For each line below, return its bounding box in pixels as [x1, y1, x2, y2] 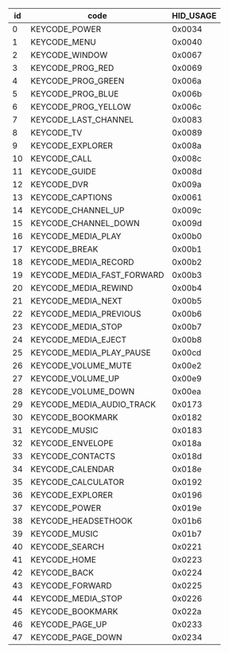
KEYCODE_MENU [30, 37, 97, 47]
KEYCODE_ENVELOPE [30, 438, 114, 448]
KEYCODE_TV [30, 127, 83, 138]
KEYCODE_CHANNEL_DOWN [30, 218, 141, 229]
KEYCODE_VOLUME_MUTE [30, 360, 133, 371]
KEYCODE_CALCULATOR [30, 477, 125, 487]
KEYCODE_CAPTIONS [30, 192, 113, 202]
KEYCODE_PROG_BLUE [30, 88, 119, 99]
